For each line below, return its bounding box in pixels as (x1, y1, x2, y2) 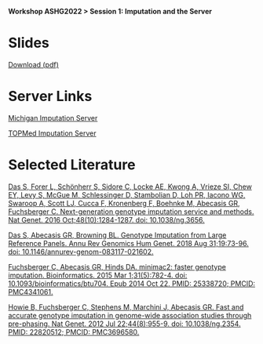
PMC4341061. (8, 287, 53, 296)
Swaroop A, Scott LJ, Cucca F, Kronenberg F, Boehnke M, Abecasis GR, (8, 198, 241, 208)
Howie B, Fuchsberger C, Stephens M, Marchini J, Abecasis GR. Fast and (8, 302, 244, 312)
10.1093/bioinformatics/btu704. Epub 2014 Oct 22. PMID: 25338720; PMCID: (8, 278, 256, 288)
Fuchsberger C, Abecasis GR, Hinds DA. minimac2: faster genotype (8, 262, 226, 271)
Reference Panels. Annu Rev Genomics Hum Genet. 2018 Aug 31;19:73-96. (8, 238, 249, 248)
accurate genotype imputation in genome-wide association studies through (8, 310, 252, 320)
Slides (8, 34, 49, 52)
